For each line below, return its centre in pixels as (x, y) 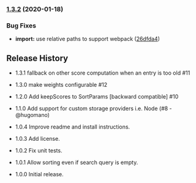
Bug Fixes (21, 25)
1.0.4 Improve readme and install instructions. (73, 127)
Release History (37, 58)
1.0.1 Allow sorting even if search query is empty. (77, 162)
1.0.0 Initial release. (40, 174)
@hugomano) (32, 115)
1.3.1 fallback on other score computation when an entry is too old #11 (103, 73)
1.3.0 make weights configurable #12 (61, 85)
